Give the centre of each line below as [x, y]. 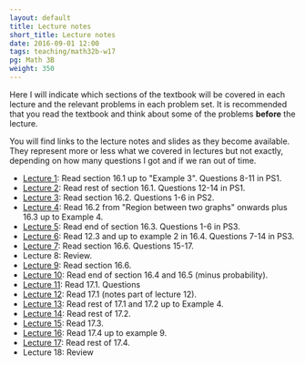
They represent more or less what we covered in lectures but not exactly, [147, 150]
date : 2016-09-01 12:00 [55, 43]
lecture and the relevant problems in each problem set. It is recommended [148, 104]
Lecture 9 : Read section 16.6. [77, 265]
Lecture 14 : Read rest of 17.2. [77, 313]
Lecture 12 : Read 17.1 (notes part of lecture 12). [110, 294]
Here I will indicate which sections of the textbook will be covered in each [147, 94]
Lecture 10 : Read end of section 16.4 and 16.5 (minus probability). [145, 275]
